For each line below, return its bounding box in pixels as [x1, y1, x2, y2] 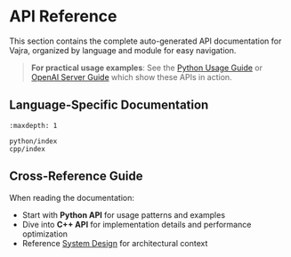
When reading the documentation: [9, 192, 135, 203]
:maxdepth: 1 [9, 121, 58, 130]
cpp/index [9, 144, 46, 153]
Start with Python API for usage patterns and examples [21, 209, 225, 220]
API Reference [9, 6, 117, 27]
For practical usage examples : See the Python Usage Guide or [30, 62, 263, 73]
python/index [9, 136, 58, 146]
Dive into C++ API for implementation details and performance [21, 219, 252, 229]
